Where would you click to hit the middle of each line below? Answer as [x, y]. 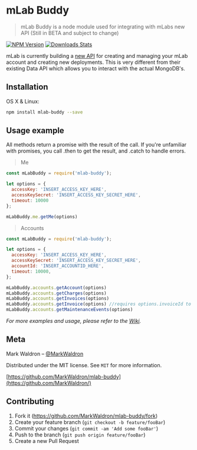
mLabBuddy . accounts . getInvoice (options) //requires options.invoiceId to [99, 304]
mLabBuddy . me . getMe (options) [42, 216]
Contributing [30, 402]
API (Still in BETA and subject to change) [70, 33]
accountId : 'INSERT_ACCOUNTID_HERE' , [58, 266]
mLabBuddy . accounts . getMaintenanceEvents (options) [70, 310]
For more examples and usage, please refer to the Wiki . [74, 321]
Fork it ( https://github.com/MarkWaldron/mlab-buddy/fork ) [86, 416]
